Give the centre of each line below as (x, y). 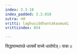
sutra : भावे (15, 19)
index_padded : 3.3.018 (28, 14)
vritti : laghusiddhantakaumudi (37, 23)
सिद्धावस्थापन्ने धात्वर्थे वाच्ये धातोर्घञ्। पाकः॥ (38, 46)
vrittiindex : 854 (23, 28)
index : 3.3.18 (20, 10)
